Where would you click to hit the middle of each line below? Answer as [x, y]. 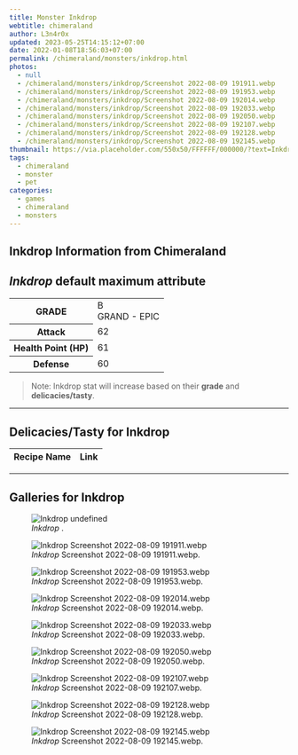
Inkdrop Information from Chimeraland [118, 252]
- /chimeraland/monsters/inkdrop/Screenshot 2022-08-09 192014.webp [146, 100]
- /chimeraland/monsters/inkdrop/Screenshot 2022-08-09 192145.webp [146, 141]
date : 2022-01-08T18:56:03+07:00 [71, 51]
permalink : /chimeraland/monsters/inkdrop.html [99, 59]
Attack [51, 332]
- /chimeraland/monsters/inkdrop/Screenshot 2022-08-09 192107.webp [146, 125]
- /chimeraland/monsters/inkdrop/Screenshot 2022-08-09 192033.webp [146, 108]
